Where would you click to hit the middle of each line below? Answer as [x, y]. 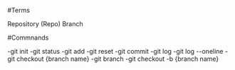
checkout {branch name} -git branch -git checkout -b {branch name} [118, 59]
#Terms [19, 10]
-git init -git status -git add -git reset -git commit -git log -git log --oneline [115, 51]
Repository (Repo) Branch [45, 24]
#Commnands [28, 37]
